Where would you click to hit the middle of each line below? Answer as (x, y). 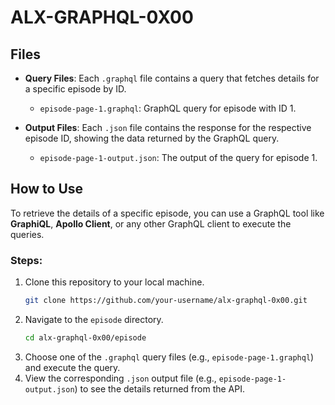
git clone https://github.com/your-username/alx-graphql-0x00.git (166, 301)
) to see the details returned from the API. (159, 388)
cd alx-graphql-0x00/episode (85, 337)
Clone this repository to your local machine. (114, 282)
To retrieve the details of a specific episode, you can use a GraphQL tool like (167, 213)
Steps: (26, 260)
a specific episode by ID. (75, 89)
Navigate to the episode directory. (94, 319)
